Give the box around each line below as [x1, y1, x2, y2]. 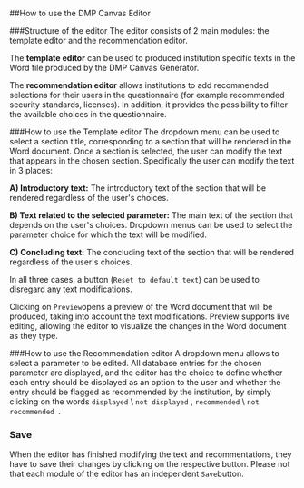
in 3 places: [9, 165, 53, 175]
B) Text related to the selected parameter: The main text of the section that [9, 210, 293, 221]
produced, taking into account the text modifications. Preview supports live [9, 311, 290, 322]
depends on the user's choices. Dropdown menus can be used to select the [9, 220, 293, 230]
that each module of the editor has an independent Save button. [9, 468, 244, 480]
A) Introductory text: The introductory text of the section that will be [9, 183, 266, 194]
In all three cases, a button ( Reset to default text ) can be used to [9, 274, 260, 284]
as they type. [9, 331, 59, 341]
